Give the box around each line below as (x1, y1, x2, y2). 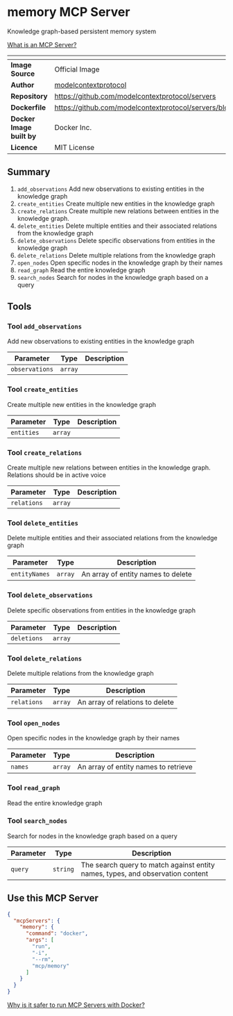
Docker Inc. (54, 122, 92, 132)
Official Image (54, 64, 100, 74)
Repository (10, 91, 48, 101)
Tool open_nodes (7, 718, 60, 728)
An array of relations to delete (77, 697, 175, 707)
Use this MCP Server (7, 892, 98, 904)
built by (10, 131, 37, 141)
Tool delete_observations (7, 590, 94, 600)
